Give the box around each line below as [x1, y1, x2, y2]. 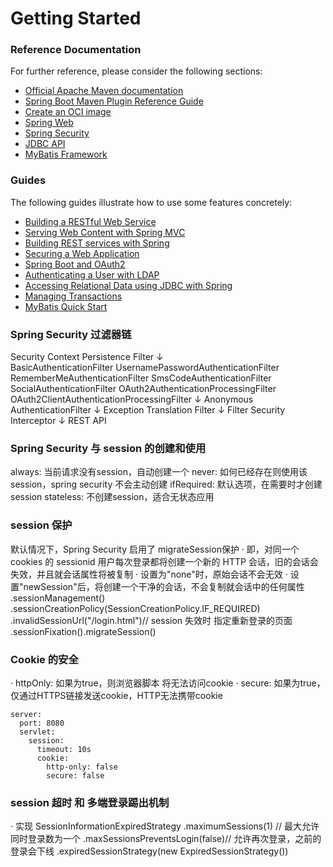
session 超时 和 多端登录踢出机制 [10, 795, 170, 809]
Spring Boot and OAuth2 [24, 258, 126, 270]
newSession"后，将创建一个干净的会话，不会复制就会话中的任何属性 [23, 580, 305, 592]
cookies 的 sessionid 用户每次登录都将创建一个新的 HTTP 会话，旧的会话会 [10, 555, 319, 567]
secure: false [46, 770, 105, 781]
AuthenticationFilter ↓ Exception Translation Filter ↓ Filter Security [10, 404, 286, 416]
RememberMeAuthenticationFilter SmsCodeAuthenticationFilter [10, 372, 272, 384]
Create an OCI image [24, 106, 112, 118]
